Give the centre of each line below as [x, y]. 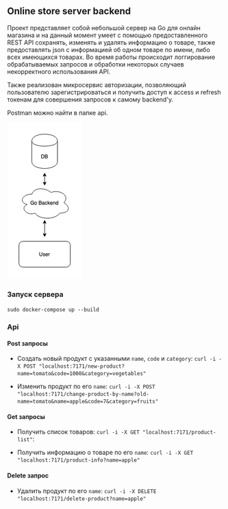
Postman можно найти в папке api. [58, 113]
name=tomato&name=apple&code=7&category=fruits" [88, 402]
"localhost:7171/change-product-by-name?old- [83, 394]
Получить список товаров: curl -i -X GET [78, 432]
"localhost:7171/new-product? [82, 366]
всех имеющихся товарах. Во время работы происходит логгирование [111, 57]
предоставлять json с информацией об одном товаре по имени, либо [109, 49]
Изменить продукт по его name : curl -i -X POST [86, 386]
